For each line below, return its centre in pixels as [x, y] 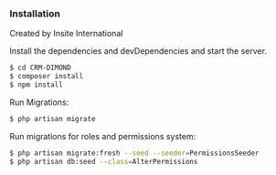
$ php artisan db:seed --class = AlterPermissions [104, 161]
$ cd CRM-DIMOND [40, 68]
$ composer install [47, 77]
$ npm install [37, 85]
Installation [35, 14]
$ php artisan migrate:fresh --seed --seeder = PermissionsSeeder [134, 153]
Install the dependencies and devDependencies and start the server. [138, 51]
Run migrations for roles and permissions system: [103, 136]
